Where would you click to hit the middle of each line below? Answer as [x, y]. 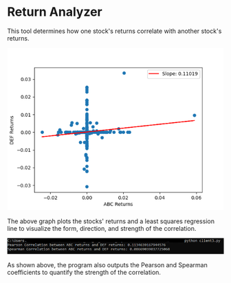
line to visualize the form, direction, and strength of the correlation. [102, 228]
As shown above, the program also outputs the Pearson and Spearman [107, 264]
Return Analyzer [55, 12]
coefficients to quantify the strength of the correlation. [84, 272]
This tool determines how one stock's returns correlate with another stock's [114, 31]
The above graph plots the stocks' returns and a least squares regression [111, 221]
